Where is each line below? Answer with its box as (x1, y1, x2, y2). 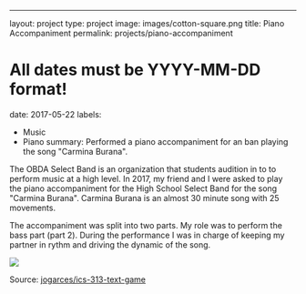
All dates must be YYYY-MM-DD (9, 60, 261, 80)
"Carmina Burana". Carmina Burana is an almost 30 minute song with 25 (9, 192, 280, 203)
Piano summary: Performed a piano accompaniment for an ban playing (22, 136, 289, 147)
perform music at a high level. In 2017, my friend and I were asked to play (9, 173, 283, 184)
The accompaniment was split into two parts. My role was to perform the (9, 219, 282, 230)
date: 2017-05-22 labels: (9, 108, 102, 119)
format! (9, 79, 67, 100)
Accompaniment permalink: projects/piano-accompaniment (9, 28, 234, 38)
